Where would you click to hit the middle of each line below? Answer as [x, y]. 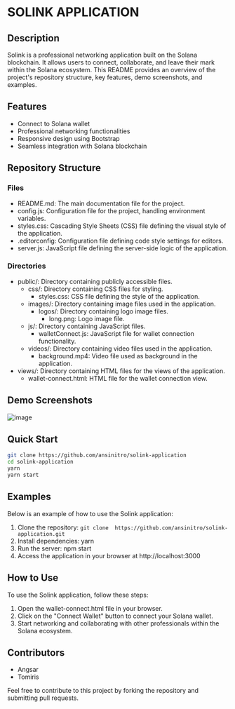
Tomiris [28, 677]
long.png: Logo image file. [87, 318]
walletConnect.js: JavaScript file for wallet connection [116, 333]
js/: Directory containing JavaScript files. [87, 326]
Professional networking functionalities [74, 131]
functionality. [57, 341]
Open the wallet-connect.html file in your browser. [90, 608]
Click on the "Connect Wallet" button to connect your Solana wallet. [115, 616]
